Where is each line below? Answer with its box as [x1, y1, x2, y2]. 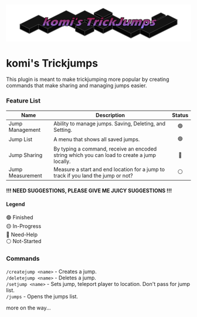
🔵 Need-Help [6, 231, 38, 238]
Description [96, 112, 125, 119]
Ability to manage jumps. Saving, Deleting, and [53, 120, 166, 127]
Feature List [6, 97, 41, 105]
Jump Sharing [8, 151, 43, 158]
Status [172, 112, 189, 119]
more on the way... [6, 304, 51, 311]
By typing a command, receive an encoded [53, 145, 157, 152]
